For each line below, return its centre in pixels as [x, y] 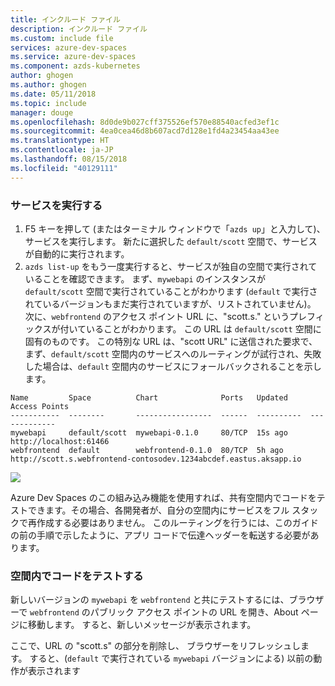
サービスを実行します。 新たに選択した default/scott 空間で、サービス [171, 241]
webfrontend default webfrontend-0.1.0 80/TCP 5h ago [147, 450]
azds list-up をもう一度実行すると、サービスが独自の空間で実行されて [171, 266]
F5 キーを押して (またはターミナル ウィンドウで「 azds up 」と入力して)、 [175, 228]
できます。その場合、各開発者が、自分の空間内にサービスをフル [158, 510]
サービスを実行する [56, 205]
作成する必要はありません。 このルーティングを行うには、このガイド [177, 522]
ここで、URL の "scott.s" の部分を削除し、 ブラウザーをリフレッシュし [155, 646]
